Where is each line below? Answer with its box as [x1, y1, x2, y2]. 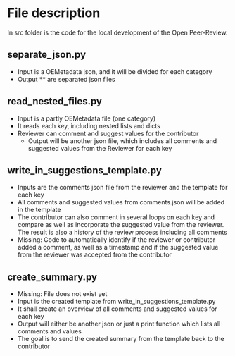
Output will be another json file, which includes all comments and [27, 136, 217, 145]
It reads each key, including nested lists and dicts [17, 121, 160, 130]
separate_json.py [7, 49, 87, 61]
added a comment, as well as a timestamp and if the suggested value [17, 243, 219, 252]
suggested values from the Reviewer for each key [27, 144, 172, 152]
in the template [17, 206, 61, 214]
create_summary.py [7, 271, 97, 283]
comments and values [17, 327, 82, 336]
